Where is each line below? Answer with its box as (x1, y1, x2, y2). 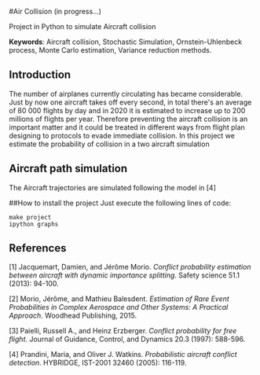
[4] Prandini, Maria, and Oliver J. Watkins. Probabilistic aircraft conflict (9, 350, 237, 359)
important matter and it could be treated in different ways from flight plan (9, 122, 246, 132)
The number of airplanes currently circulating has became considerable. (9, 89, 243, 98)
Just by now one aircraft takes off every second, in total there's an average (9, 97, 252, 107)
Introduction (9, 68, 71, 82)
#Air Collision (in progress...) (9, 7, 101, 16)
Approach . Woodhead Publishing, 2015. (9, 311, 137, 321)
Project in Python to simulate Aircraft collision (9, 22, 156, 31)
